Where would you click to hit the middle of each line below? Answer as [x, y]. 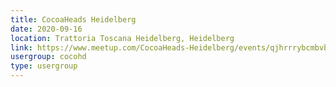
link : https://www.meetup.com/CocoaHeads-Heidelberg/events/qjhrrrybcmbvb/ [171, 47]
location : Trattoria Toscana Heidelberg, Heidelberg [122, 38]
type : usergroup [44, 66]
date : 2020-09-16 [46, 29]
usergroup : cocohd [48, 57]
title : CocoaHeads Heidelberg [73, 19]
